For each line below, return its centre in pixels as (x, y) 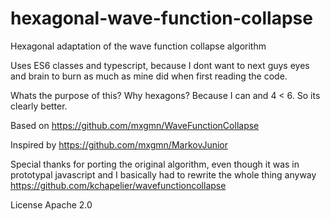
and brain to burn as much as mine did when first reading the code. (149, 76)
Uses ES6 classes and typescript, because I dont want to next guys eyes (160, 65)
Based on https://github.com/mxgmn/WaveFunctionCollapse (135, 125)
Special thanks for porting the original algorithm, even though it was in (155, 164)
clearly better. (39, 106)
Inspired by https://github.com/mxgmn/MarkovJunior (119, 144)
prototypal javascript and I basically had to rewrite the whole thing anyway (163, 174)
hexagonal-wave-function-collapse (161, 18)
